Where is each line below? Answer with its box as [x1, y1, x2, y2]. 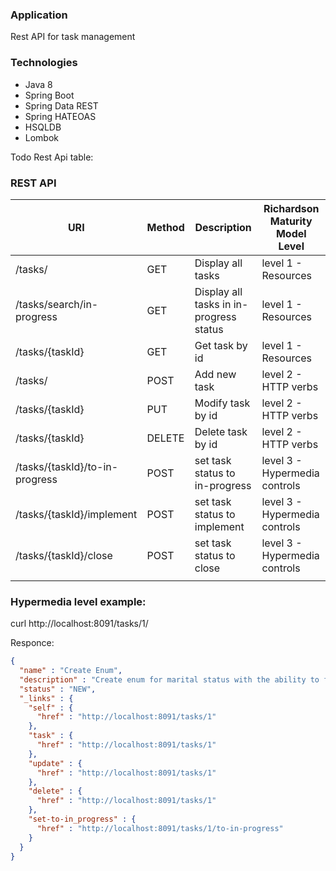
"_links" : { [19, 693, 74, 703]
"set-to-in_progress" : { [28, 814, 137, 825]
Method [146, 220, 185, 234]
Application [10, 8, 68, 22]
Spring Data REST [24, 99, 99, 112]
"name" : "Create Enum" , [19, 666, 123, 676]
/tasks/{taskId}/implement [15, 507, 138, 521]
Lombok [24, 131, 60, 143]
